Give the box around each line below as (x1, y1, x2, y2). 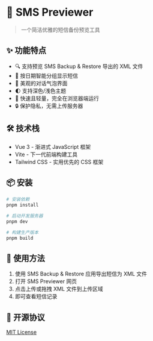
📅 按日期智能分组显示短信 (14, 72, 78, 79)
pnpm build (6, 235, 34, 241)
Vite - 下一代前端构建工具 (14, 151, 78, 158)
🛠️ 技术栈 (6, 124, 40, 134)
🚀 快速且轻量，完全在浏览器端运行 (14, 95, 99, 102)
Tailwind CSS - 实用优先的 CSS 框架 (14, 158, 104, 165)
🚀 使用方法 (6, 253, 45, 264)
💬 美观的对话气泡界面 (14, 80, 68, 87)
